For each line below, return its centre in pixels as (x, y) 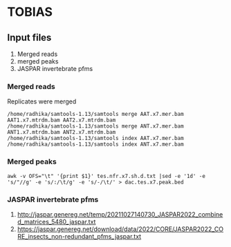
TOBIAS (30, 12)
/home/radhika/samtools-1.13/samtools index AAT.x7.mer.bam (96, 139)
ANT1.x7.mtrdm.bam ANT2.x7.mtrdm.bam (62, 132)
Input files (29, 38)
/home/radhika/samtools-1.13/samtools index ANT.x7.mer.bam (96, 145)
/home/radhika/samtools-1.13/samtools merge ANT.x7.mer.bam (96, 126)
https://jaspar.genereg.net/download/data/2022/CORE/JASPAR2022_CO (120, 229)
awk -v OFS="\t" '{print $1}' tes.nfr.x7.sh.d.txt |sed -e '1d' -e (107, 176)
